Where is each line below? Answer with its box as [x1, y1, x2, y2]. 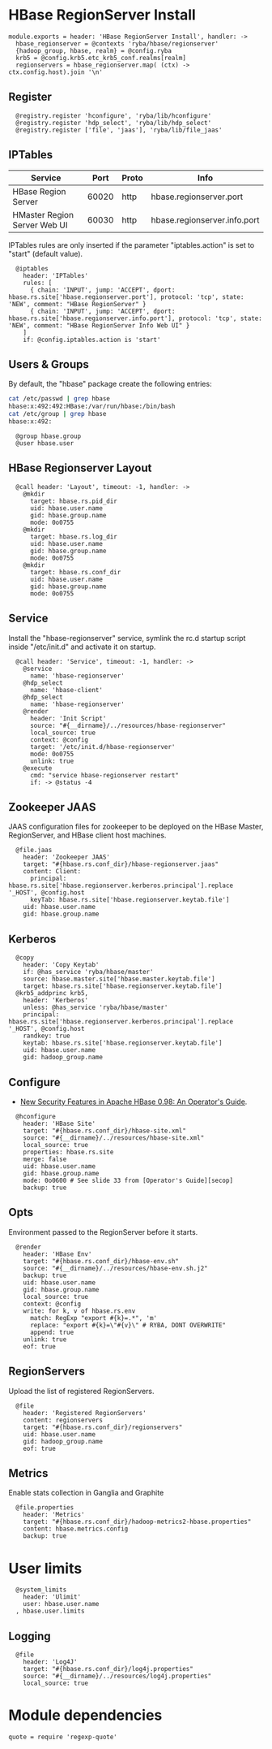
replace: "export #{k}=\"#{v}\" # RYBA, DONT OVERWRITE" [29, 1321, 227, 1329]
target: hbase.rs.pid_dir [29, 497, 117, 505]
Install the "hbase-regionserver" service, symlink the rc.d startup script [8, 633, 246, 643]
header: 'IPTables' [23, 271, 89, 279]
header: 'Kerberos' [23, 997, 89, 1005]
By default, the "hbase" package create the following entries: [8, 379, 212, 389]
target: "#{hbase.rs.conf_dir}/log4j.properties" [23, 1665, 194, 1673]
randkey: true [23, 1032, 70, 1041]
